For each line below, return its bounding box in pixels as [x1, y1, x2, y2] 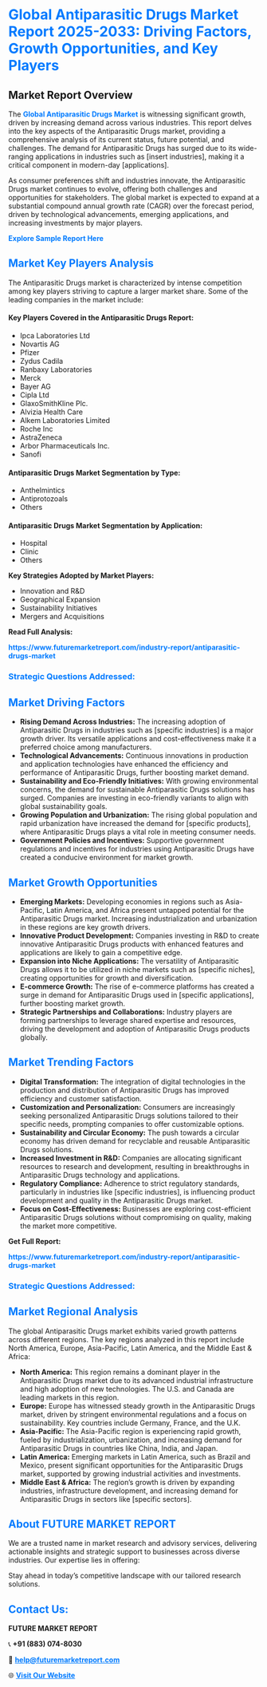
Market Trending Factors [8, 1056, 134, 1069]
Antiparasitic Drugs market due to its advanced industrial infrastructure [19, 1375, 253, 1385]
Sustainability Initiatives [19, 603, 98, 613]
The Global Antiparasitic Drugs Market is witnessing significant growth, [8, 109, 246, 119]
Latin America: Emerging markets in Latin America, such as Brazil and [19, 1452, 251, 1461]
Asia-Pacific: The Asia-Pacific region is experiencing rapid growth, [19, 1426, 241, 1436]
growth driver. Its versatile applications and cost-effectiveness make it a [19, 734, 257, 744]
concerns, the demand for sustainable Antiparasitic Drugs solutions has [19, 784, 255, 795]
